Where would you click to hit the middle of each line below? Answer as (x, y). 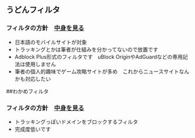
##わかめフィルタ (27, 91)
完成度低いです (33, 129)
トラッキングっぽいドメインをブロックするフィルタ (76, 122)
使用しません (41, 64)
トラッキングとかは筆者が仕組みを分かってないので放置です (86, 49)
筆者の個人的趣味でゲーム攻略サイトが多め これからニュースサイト (97, 71)
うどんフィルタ (33, 10)
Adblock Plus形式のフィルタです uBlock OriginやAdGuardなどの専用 (99, 56)
